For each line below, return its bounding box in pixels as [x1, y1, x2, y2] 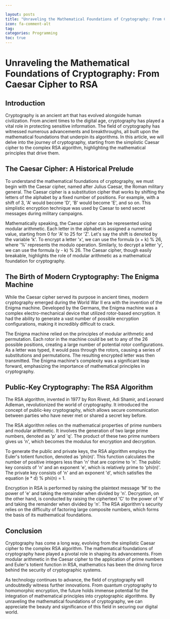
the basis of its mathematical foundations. [5, 512, 93, 518]
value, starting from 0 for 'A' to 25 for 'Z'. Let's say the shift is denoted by [5, 231, 158, 237]
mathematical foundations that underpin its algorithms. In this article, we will [5, 134, 164, 140]
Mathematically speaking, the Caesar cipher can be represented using [5, 220, 152, 226]
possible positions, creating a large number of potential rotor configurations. [5, 341, 164, 347]
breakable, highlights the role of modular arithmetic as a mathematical [5, 252, 151, 258]
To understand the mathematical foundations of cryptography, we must [5, 178, 154, 184]
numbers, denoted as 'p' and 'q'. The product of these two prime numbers [5, 433, 160, 439]
